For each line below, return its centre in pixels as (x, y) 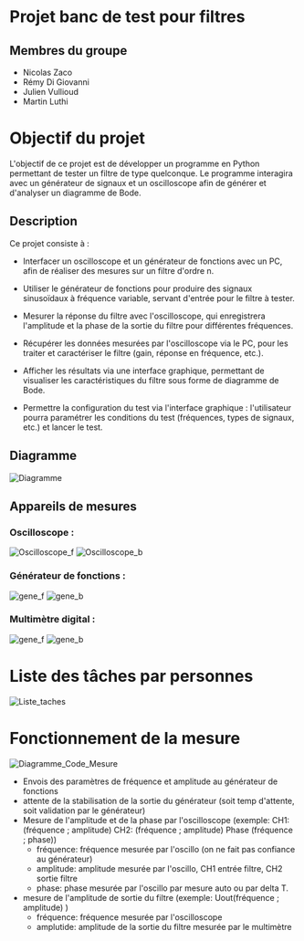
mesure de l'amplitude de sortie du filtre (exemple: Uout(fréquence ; (151, 897)
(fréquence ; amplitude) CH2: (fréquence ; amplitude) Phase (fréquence (158, 830)
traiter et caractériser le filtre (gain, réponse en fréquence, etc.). (143, 352)
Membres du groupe (68, 51)
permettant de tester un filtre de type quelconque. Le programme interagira (152, 173)
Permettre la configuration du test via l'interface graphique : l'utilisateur (157, 407)
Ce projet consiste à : (49, 243)
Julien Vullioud (51, 92)
